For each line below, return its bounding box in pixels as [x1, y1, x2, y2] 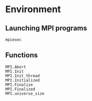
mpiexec [5, 37, 22, 42]
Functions [5, 51, 38, 59]
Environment [5, 4, 61, 15]
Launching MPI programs [5, 24, 87, 32]
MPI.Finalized [5, 86, 36, 92]
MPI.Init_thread [5, 73, 40, 78]
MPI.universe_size [5, 91, 44, 96]
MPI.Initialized [5, 78, 40, 83]
